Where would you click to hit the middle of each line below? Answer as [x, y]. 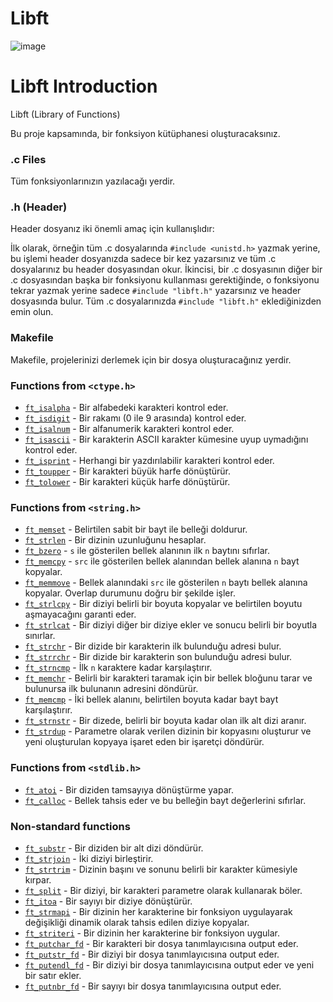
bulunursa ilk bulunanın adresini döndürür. [111, 689]
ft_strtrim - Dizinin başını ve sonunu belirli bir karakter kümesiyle [161, 869]
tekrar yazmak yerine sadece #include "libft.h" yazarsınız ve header [156, 291]
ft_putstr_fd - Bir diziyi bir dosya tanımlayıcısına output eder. [152, 954]
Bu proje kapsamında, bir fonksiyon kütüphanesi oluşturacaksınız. [145, 133]
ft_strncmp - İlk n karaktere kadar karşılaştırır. [118, 668]
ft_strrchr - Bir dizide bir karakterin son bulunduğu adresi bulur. [158, 657]
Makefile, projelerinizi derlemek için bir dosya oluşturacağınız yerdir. [151, 359]
